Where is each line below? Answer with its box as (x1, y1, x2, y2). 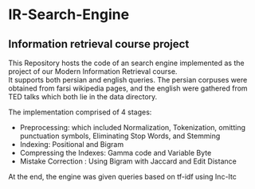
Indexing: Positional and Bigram (19, 140, 124, 148)
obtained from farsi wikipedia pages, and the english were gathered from (8, 83, 249, 93)
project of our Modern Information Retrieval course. (8, 67, 178, 76)
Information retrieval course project (8, 37, 190, 51)
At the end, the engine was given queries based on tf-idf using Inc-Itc (8, 172, 237, 181)
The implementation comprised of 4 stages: (8, 107, 152, 117)
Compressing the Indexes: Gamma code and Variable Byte (19, 148, 212, 157)
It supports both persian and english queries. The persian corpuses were (8, 75, 248, 84)
